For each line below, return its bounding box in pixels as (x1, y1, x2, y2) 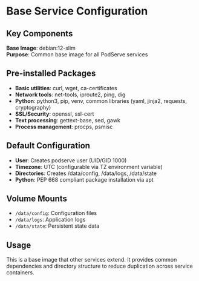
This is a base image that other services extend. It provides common (6, 256, 177, 263)
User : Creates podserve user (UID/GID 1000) (15, 156, 127, 164)
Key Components (6, 28, 73, 39)
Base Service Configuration (6, 4, 148, 18)
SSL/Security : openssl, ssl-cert (15, 110, 94, 117)
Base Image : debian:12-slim (6, 44, 76, 51)
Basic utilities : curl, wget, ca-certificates (15, 84, 117, 91)
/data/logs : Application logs (15, 216, 86, 223)
